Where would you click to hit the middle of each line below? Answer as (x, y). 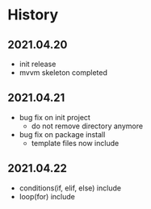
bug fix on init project (55, 117)
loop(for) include (47, 196)
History (33, 15)
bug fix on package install (62, 134)
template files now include (75, 143)
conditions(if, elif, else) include (70, 188)
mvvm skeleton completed (63, 73)
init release (38, 64)
